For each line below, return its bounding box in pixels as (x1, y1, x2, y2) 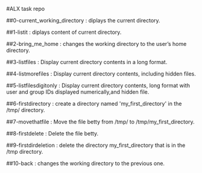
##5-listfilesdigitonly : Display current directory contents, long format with (6, 82, 190, 89)
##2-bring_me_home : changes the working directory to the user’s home (6, 41, 187, 47)
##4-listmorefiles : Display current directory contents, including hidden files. (6, 70, 196, 77)
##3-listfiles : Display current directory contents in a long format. (6, 59, 168, 65)
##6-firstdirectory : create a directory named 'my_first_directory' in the (6, 100, 182, 107)
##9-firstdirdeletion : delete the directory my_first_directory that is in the (6, 142, 186, 149)
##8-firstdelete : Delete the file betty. (6, 130, 99, 137)
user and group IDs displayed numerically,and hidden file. (6, 88, 150, 96)
